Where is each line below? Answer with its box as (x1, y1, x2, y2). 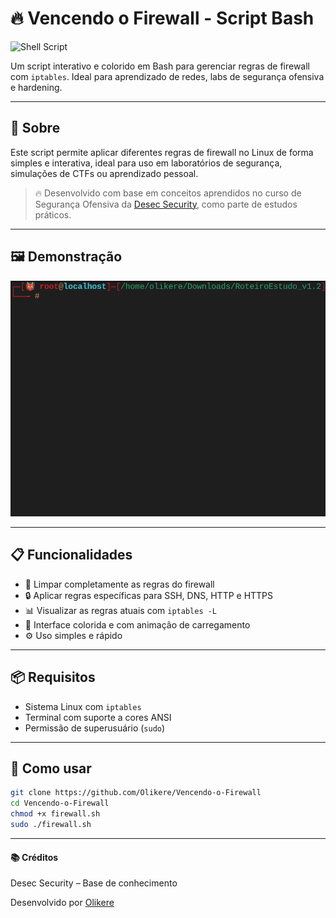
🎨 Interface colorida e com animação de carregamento (24, 618, 251, 631)
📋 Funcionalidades (10, 547, 133, 564)
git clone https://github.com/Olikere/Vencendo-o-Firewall (10, 788, 262, 798)
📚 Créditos (10, 851, 59, 863)
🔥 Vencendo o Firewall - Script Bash (10, 7, 315, 30)
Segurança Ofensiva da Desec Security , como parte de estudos (34, 198, 298, 210)
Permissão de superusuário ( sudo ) (24, 722, 166, 734)
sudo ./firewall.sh (10, 820, 92, 830)
